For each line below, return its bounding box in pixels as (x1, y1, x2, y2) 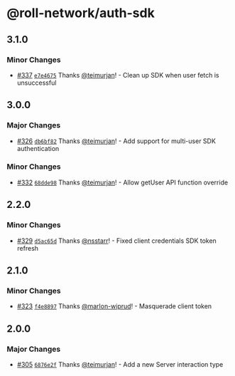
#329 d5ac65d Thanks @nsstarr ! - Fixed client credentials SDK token (16, 236, 217, 245)
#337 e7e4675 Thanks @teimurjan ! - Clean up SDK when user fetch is (16, 70, 219, 79)
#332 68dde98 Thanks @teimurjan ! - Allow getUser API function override (16, 178, 229, 187)
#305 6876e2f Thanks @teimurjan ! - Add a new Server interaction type (16, 360, 224, 368)
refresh (16, 244, 39, 252)
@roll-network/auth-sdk (6, 5, 155, 21)
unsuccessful (16, 78, 57, 87)
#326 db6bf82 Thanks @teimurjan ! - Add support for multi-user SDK (16, 137, 216, 145)
